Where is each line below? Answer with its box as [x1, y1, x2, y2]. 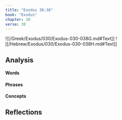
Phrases [5, 81, 23, 87]
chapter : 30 [5, 17, 30, 22]
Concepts [5, 93, 26, 99]
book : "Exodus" [5, 12, 37, 17]
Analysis [5, 55, 34, 64]
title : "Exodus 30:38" [5, 7, 53, 13]
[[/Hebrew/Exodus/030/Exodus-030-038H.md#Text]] [5, 41, 117, 47]
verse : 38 [5, 21, 26, 27]
